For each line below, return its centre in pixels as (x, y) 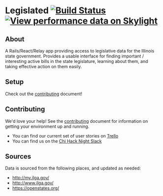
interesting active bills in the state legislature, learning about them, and (77, 61)
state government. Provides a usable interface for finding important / (74, 56)
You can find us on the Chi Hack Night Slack (57, 141)
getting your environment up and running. (47, 126)
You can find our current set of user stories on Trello (65, 136)
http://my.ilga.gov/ (31, 178)
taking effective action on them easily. (43, 67)
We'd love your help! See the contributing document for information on (77, 121)
